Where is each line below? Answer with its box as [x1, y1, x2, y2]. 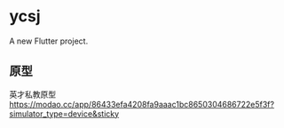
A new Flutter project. [9, 36, 89, 46]
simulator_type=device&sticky [9, 108, 120, 119]
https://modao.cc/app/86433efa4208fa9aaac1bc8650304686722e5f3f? [9, 99, 275, 109]
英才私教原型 [9, 89, 56, 100]
